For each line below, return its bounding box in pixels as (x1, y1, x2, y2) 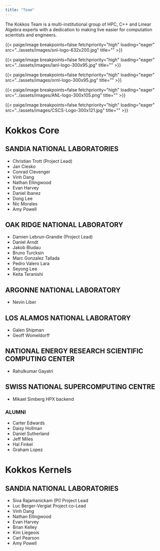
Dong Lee (12, 195, 33, 201)
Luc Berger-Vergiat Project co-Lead (12, 503, 86, 509)
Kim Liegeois (12, 529, 39, 535)
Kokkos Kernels (5, 464, 72, 476)
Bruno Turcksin (12, 250, 44, 256)
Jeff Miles (12, 435, 33, 442)
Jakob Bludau (12, 245, 41, 251)
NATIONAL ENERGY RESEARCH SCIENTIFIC (5, 347, 143, 356)
